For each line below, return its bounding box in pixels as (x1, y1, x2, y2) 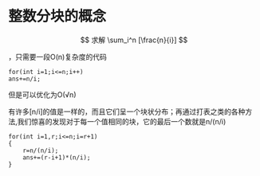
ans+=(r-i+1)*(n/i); (22, 153, 91, 162)
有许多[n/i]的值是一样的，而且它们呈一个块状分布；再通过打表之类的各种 (8, 107, 246, 116)
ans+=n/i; (8, 75, 41, 83)
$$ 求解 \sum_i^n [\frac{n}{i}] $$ (80, 35, 188, 45)
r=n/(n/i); (22, 147, 59, 154)
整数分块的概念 (8, 7, 107, 25)
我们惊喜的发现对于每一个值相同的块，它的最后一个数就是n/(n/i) (17, 116, 227, 126)
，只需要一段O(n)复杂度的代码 (8, 52, 108, 61)
